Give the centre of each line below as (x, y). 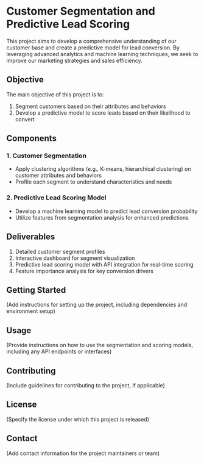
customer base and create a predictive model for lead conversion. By (93, 48)
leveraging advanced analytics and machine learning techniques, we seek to (102, 54)
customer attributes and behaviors (58, 176)
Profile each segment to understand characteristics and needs (93, 182)
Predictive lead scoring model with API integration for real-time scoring (104, 264)
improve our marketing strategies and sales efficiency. (75, 60)
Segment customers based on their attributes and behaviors (90, 106)
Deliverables (31, 237)
